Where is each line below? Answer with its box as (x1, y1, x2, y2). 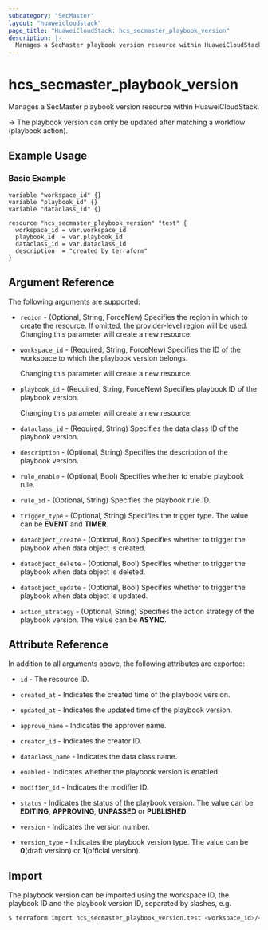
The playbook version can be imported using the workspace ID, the (8, 890, 230, 900)
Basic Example (8, 173, 66, 184)
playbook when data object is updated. (19, 591, 148, 601)
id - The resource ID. (19, 675, 89, 684)
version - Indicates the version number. (19, 822, 150, 832)
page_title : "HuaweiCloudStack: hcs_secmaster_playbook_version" (8, 26, 230, 34)
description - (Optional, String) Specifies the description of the (19, 447, 229, 457)
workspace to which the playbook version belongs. (19, 353, 188, 363)
